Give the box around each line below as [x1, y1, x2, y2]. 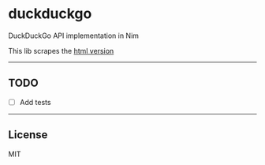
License [8, 128, 48, 142]
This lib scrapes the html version [8, 46, 114, 55]
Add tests [19, 97, 51, 107]
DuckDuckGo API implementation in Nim [8, 31, 140, 40]
